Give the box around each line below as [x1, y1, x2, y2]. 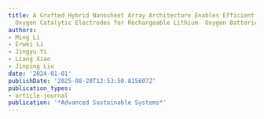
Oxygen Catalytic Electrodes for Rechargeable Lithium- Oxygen [15, 19, 226, 27]
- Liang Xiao [8, 56, 51, 63]
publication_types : [8, 84, 72, 92]
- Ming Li [8, 33, 41, 41]
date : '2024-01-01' [8, 70, 72, 78]
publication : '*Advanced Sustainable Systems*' [8, 99, 167, 106]
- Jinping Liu [8, 63, 55, 70]
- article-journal [8, 92, 68, 99]
